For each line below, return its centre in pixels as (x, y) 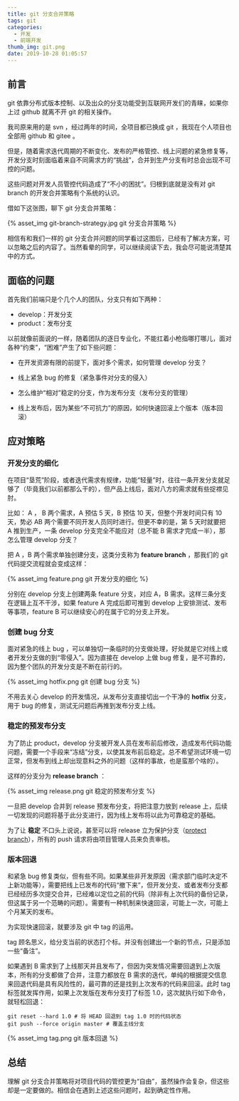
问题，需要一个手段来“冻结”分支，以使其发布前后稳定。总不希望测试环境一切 (119, 751)
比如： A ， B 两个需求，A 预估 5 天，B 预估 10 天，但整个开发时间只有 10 (115, 513)
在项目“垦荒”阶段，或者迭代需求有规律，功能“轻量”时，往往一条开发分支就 (116, 480)
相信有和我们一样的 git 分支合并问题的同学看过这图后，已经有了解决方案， (116, 238)
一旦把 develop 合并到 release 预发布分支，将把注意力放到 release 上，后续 (117, 806)
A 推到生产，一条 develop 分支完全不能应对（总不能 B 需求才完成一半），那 (117, 531)
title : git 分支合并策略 (41, 14)
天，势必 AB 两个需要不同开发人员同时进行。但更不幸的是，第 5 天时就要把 (117, 522)
